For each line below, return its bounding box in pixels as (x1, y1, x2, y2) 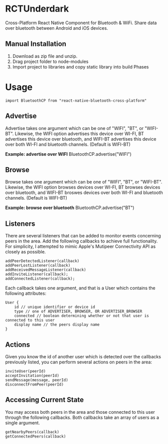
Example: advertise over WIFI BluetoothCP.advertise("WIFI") (5, 151, 132, 157)
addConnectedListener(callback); (5, 276, 75, 281)
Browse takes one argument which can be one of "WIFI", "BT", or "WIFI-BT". (5, 179, 162, 185)
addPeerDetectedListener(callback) (5, 259, 80, 264)
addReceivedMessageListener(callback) (5, 268, 86, 273)
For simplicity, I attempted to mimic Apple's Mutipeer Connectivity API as (5, 243, 156, 249)
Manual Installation (5, 40, 67, 48)
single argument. (5, 419, 40, 426)
